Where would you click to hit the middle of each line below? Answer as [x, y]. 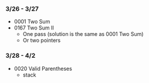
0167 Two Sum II [34, 28]
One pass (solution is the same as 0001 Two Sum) [83, 34]
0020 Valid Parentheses [43, 68]
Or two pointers [42, 41]
